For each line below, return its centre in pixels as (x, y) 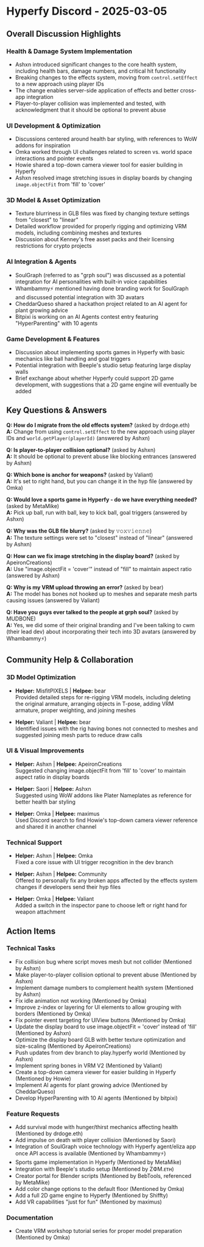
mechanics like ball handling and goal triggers (73, 359)
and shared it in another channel (56, 826)
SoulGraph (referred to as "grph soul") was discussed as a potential (100, 275)
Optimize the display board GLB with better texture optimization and (100, 1039)
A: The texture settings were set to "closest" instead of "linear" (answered (100, 537)
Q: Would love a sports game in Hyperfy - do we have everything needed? (102, 500)
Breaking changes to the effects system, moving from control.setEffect (106, 77)
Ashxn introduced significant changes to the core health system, (96, 64)
